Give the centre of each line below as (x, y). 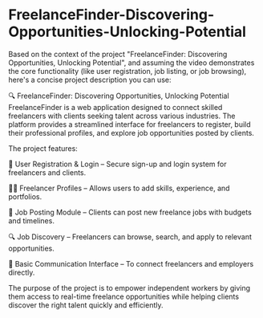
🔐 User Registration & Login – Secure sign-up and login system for (117, 164)
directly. (22, 272)
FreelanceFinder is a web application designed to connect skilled (115, 107)
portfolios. (25, 196)
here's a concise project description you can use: (90, 79)
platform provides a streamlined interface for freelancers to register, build (129, 124)
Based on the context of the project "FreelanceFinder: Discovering (118, 54)
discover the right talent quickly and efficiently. (86, 305)
